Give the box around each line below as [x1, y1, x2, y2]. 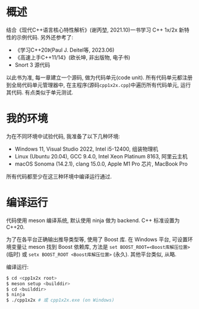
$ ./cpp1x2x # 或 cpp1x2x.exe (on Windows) [6, 297, 115, 304]
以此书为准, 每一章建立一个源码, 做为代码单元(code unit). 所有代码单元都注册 [6, 74, 193, 81]
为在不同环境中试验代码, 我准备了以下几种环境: [6, 132, 121, 140]
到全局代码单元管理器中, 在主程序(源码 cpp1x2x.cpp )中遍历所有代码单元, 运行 [6, 81, 191, 88]
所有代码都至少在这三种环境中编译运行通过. [6, 173, 112, 180]
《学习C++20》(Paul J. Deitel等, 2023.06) [14, 46, 115, 54]
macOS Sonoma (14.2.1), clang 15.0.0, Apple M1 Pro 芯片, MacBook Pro [14, 160, 188, 167]
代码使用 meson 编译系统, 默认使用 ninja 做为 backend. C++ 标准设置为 [6, 217, 180, 224]
